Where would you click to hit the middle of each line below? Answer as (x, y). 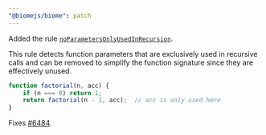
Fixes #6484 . (30, 123)
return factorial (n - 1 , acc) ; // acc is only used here (122, 101)
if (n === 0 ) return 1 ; (63, 93)
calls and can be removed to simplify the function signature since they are (131, 62)
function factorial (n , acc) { (59, 85)
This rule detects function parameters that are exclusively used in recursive (133, 54)
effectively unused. (40, 71)
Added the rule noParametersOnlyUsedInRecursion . (91, 38)
